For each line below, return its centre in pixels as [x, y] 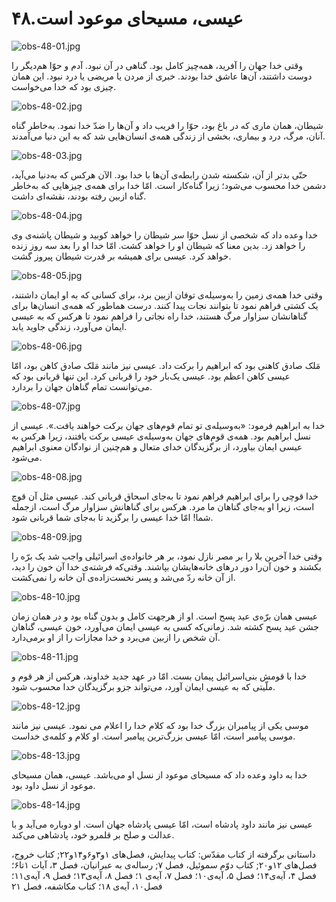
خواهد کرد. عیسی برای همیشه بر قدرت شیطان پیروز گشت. [121, 256]
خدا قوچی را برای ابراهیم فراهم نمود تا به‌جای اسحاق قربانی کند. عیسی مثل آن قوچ [165, 496]
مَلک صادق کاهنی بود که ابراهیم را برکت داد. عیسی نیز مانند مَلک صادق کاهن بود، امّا [166, 365]
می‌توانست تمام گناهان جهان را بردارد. [82, 386]
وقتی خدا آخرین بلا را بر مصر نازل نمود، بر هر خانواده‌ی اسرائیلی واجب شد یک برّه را [167, 556]
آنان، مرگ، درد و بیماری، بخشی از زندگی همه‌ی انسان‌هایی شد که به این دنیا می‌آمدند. [168, 136]
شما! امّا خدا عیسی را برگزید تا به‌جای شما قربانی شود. [112, 517]
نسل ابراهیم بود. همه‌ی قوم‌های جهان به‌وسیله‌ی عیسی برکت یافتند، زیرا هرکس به [161, 436]
